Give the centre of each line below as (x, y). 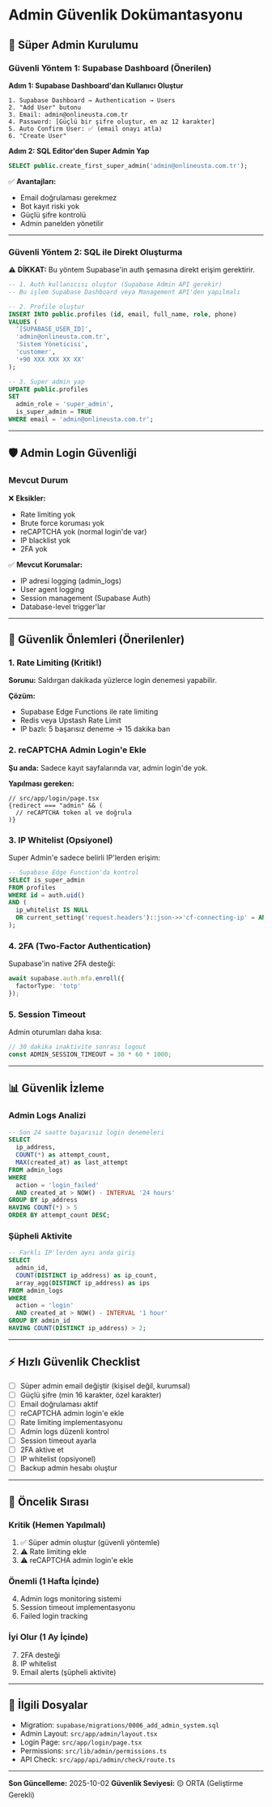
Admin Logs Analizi (47, 1115)
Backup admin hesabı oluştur (68, 1468)
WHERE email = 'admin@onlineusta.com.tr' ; (81, 419)
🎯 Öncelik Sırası (49, 1502)
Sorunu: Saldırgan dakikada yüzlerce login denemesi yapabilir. (113, 680)
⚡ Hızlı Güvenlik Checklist (74, 1362)
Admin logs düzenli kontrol (64, 1431)
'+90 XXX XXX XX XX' (50, 359)
